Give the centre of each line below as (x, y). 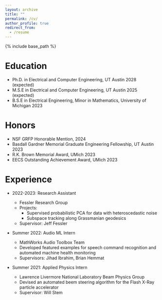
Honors (20, 126)
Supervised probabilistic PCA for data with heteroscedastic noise (92, 213)
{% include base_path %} (31, 46)
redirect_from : (20, 28)
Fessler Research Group (44, 202)
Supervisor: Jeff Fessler (43, 223)
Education (26, 66)
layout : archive (21, 10)
